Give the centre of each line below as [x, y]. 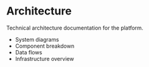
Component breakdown [45, 46]
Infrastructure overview [44, 59]
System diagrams [37, 39]
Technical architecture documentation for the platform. [75, 28]
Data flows [29, 52]
